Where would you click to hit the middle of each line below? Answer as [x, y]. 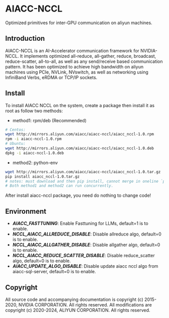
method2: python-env [35, 163]
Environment [26, 211]
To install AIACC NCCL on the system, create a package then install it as [80, 105]
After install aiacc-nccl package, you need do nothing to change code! [78, 195]
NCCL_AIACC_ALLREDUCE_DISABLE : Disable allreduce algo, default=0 [87, 234]
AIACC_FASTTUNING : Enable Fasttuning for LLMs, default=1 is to [80, 223]
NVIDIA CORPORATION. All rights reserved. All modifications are [85, 304]
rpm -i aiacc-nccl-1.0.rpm [33, 139]
